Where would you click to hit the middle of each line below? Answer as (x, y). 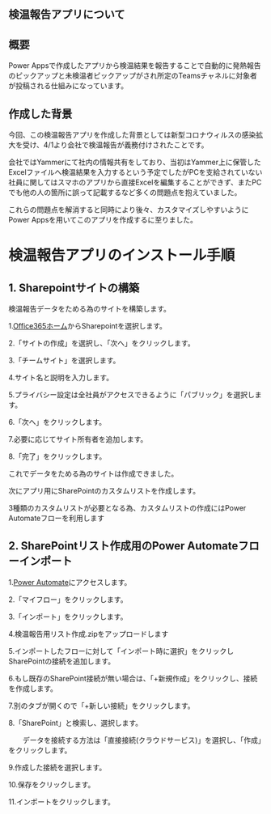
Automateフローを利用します (57, 518)
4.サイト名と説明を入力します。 (61, 378)
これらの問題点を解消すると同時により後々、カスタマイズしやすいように (129, 210)
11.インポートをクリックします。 (62, 801)
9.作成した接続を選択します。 (57, 767)
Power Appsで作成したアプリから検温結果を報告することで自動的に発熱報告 (135, 66)
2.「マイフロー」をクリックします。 (68, 599)
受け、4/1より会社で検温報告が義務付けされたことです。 (115, 145)
